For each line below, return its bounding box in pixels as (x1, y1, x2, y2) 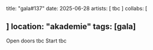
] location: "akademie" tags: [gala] (6, 22, 136, 31)
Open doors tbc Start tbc (6, 37, 67, 44)
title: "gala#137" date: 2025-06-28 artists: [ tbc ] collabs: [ (6, 5, 148, 12)
